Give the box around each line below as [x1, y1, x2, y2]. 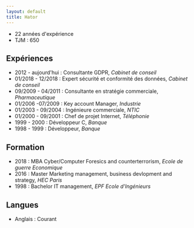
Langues [6, 200, 39, 210]
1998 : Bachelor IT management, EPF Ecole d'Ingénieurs [14, 183, 151, 190]
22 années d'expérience [14, 30, 74, 37]
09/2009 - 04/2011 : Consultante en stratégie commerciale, [14, 88, 159, 95]
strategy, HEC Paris [14, 177, 62, 184]
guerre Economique [14, 164, 63, 171]
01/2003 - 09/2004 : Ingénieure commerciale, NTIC [14, 106, 140, 113]
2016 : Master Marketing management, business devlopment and [14, 170, 172, 177]
